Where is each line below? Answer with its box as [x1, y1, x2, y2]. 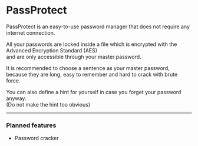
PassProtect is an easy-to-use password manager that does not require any [6, 23, 190, 30]
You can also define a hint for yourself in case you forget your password [6, 88, 181, 95]
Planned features [6, 121, 57, 130]
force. [6, 77, 21, 84]
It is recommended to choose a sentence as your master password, [6, 64, 170, 71]
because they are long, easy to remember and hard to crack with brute [6, 71, 178, 78]
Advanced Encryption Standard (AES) [6, 47, 98, 54]
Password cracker [14, 135, 59, 142]
